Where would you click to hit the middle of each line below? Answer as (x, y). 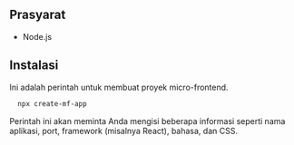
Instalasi (34, 66)
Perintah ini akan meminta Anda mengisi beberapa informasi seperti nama (147, 121)
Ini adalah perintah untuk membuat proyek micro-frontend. (119, 87)
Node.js (37, 36)
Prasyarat (38, 15)
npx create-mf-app (53, 103)
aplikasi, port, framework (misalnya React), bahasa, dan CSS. (124, 130)
